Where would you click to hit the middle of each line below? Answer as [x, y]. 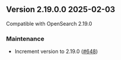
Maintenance [25, 38]
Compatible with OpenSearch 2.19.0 [49, 23]
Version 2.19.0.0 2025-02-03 [61, 10]
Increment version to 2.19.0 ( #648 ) [56, 51]
